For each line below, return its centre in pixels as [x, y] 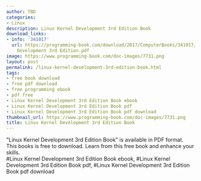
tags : [13, 73]
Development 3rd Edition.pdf [53, 51]
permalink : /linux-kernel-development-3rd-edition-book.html [84, 67]
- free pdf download [32, 84]
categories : [21, 17]
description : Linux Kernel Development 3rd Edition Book [79, 28]
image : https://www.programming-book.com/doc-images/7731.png [85, 56]
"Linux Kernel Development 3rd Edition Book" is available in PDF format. [95, 140]
